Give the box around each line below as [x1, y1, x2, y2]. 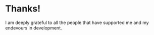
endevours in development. [5, 24, 62, 30]
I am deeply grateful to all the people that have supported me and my [5, 19, 149, 25]
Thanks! [5, 3, 41, 14]
